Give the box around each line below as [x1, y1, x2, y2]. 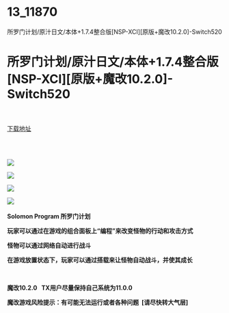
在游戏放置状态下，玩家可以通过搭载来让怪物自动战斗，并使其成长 [7, 255, 193, 264]
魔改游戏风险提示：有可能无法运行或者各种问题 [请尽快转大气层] [7, 298, 189, 306]
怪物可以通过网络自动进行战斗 [7, 241, 91, 249]
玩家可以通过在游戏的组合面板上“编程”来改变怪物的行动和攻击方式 [7, 227, 193, 235]
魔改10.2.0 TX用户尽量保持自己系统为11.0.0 [7, 284, 133, 292]
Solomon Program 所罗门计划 [7, 212, 91, 220]
